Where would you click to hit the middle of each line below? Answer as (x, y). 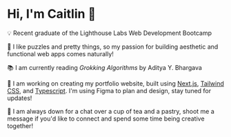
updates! (20, 98)
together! (20, 125)
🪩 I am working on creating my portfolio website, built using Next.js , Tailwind (115, 83)
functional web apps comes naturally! (60, 53)
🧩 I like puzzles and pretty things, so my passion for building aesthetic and (113, 47)
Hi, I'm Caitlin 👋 (52, 14)
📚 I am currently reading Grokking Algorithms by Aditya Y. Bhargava (104, 67)
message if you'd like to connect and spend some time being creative (106, 119)
